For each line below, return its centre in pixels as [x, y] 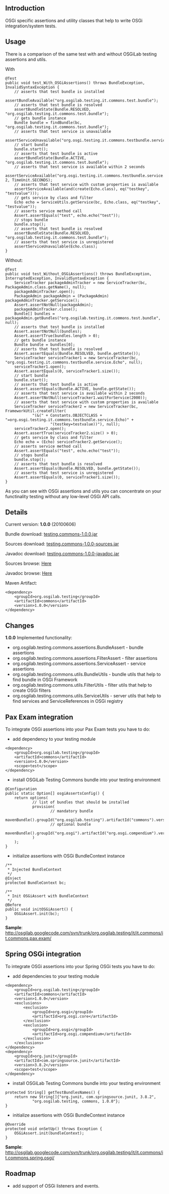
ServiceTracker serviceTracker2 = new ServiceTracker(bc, [76, 406]
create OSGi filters [32, 690]
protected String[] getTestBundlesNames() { [53, 1092]
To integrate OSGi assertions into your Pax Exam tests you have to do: [78, 729]
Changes [20, 625]
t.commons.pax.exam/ [28, 938]
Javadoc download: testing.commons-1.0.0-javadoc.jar [62, 554]
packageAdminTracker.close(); [46, 309]
